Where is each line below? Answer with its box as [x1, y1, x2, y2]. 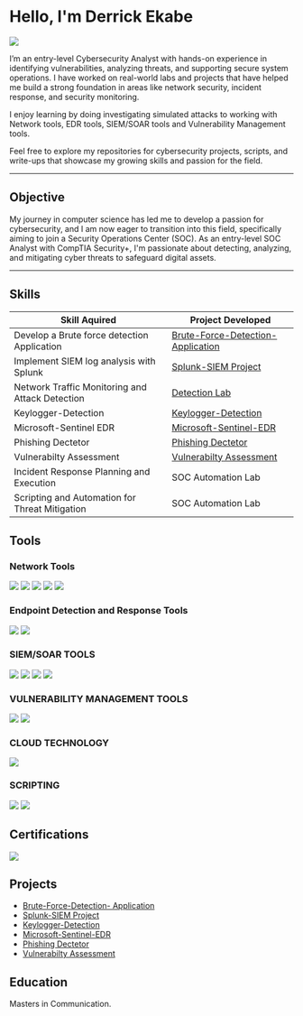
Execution [14, 476, 57, 489]
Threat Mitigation [14, 503, 87, 515]
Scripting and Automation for [14, 491, 137, 503]
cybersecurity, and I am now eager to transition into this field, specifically [9, 223, 282, 234]
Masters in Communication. [9, 999, 112, 1010]
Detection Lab [171, 386, 232, 399]
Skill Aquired [60, 313, 117, 326]
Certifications [9, 827, 89, 843]
